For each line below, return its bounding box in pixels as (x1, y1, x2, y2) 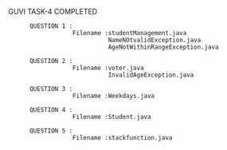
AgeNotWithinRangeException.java (108, 43, 219, 51)
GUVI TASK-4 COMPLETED (8, 7, 98, 16)
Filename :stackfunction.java (72, 134, 173, 142)
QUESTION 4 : (29, 106, 73, 114)
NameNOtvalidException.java (108, 36, 202, 44)
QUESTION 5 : (29, 127, 73, 135)
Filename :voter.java (72, 64, 145, 72)
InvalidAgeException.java (108, 71, 194, 79)
